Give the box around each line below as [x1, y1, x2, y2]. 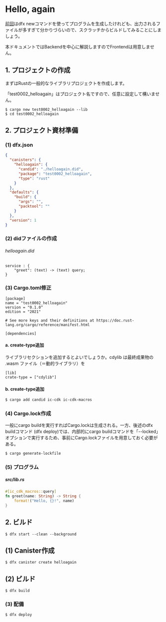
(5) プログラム [5, 464, 39, 471]
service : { [5, 263, 30, 268]
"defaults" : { [9, 190, 39, 195]
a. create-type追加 [5, 342, 44, 348]
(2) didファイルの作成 [5, 235, 57, 242]
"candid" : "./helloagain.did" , [18, 167, 83, 172]
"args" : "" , [18, 199, 43, 204]
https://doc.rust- [96, 318, 135, 323]
